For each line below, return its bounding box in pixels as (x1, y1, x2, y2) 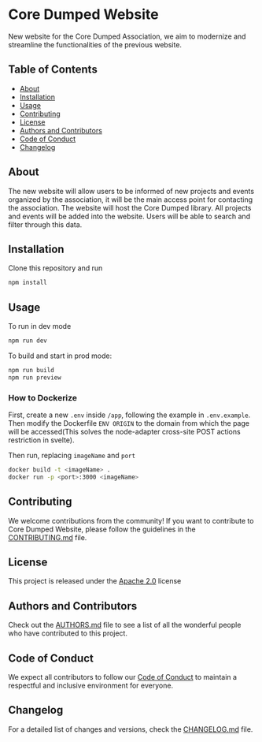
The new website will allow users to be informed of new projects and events (8, 186, 254, 196)
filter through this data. (8, 219, 83, 229)
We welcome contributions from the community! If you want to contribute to (8, 516, 254, 525)
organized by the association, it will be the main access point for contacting (8, 195, 253, 204)
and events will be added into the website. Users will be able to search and (8, 211, 250, 221)
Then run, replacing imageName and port (8, 450, 136, 460)
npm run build (8, 366, 55, 374)
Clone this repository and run (8, 263, 103, 273)
